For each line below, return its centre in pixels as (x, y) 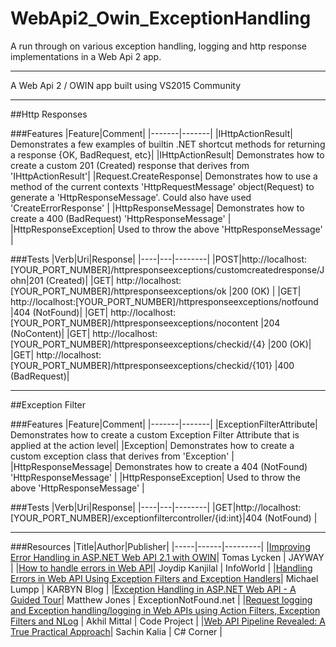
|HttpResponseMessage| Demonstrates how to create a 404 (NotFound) (159, 466)
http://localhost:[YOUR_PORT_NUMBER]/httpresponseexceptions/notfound (164, 301)
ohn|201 (27, 280)
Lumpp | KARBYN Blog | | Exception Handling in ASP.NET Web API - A (153, 589)
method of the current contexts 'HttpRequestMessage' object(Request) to (162, 186)
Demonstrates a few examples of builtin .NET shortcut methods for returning (168, 144)
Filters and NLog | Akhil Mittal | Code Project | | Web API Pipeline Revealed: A (168, 621)
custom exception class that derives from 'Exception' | (122, 456)
